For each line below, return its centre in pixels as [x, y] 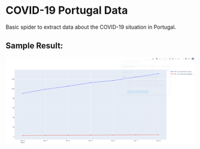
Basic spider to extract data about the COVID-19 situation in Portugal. [91, 27]
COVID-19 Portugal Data [67, 10]
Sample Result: [34, 46]
